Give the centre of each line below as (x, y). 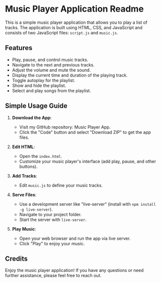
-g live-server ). (36, 209)
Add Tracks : (24, 176)
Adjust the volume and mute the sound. (51, 70)
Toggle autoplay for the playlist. (43, 80)
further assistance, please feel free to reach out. (53, 276)
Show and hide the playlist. (39, 85)
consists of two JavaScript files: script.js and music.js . (62, 33)
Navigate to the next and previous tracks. (53, 65)
